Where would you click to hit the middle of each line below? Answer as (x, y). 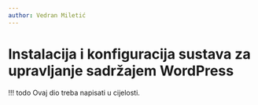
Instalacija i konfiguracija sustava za (129, 54)
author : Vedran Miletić (47, 15)
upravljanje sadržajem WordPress (121, 71)
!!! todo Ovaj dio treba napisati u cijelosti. (74, 92)
